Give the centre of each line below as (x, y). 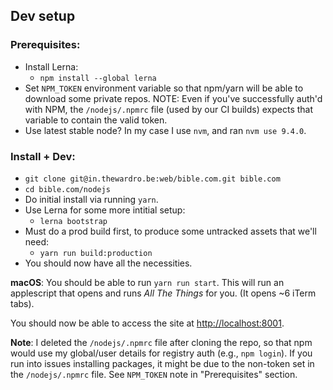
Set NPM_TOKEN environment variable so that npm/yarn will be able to (164, 88)
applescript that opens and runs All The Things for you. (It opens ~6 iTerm (163, 293)
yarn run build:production (96, 253)
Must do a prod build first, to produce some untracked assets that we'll (170, 231)
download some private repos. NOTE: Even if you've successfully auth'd (173, 98)
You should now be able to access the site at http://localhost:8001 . (147, 323)
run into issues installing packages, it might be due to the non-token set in (162, 363)
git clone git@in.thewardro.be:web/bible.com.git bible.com (152, 179)
